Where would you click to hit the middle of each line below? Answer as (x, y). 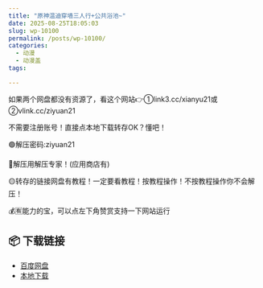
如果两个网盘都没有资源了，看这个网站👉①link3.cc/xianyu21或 (113, 99)
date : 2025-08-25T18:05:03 (53, 23)
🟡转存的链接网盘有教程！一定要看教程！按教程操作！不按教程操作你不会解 (131, 181)
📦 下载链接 (37, 241)
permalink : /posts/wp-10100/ (57, 38)
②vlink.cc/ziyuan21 (42, 110)
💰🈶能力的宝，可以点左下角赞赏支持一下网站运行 (89, 211)
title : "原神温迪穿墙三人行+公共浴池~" (67, 16)
